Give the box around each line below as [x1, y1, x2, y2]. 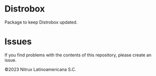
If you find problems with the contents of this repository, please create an [4, 52, 152, 58]
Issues [4, 36, 32, 47]
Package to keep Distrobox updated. [4, 19, 78, 25]
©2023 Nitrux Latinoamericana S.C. [4, 66, 76, 72]
